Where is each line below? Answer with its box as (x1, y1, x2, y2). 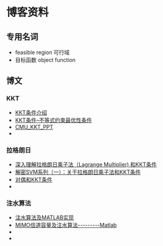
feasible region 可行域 (14, 49, 70, 56)
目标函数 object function (14, 56, 76, 64)
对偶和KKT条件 (14, 176, 53, 183)
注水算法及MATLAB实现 (14, 214, 74, 221)
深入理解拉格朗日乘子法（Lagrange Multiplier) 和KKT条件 (14, 161, 157, 168)
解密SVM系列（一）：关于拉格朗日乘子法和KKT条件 (14, 168, 141, 176)
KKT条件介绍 (14, 108, 47, 116)
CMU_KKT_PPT (14, 123, 54, 130)
